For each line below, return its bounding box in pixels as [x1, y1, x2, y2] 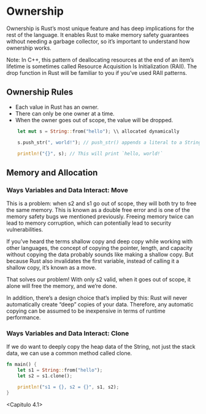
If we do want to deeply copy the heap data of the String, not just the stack [6, 343, 196, 351]
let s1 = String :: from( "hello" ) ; [17, 367, 103, 373]
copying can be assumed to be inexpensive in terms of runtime [6, 307, 166, 314]
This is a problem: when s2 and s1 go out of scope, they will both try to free [6, 200, 197, 207]
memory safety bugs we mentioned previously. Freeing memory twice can [6, 213, 194, 221]
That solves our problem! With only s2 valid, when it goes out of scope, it [6, 276, 191, 283]
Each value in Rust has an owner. [15, 103, 99, 111]
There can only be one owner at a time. [15, 109, 115, 117]
